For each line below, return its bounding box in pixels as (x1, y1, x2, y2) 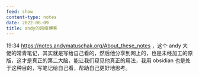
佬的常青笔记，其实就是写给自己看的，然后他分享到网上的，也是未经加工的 (6, 50, 188, 57)
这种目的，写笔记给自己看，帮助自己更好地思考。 (11, 65, 131, 72)
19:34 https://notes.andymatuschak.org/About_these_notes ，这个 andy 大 (6, 42, 188, 49)
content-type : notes (6, 14, 57, 20)
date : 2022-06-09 (6, 20, 49, 25)
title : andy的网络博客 (6, 25, 58, 31)
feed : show (6, 8, 33, 15)
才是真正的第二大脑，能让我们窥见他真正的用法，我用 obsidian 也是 (21, 57, 185, 64)
